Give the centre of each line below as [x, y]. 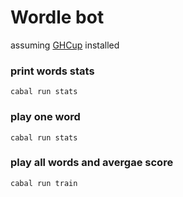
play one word [45, 117]
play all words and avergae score [92, 163]
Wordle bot [57, 17]
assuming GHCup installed [65, 45]
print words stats [52, 71]
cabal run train [44, 183]
